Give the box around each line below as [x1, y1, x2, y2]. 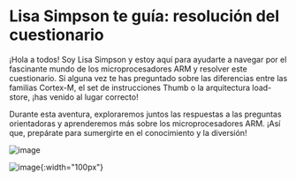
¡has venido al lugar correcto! [32, 91, 139, 102]
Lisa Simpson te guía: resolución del [9, 6, 280, 26]
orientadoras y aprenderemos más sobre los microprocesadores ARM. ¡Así [9, 117, 281, 129]
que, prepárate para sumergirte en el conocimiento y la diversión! [9, 127, 247, 138]
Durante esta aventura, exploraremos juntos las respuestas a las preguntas [9, 109, 282, 119]
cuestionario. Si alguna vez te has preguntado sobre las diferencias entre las [9, 72, 288, 83]
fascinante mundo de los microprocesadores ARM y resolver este [9, 64, 247, 74]
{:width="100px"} [40, 162, 104, 172]
